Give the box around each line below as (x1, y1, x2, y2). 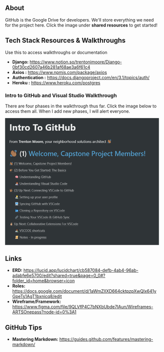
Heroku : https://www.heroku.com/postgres (12, 79, 101, 85)
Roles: (12, 283, 26, 289)
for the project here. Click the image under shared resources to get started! (5, 22, 158, 28)
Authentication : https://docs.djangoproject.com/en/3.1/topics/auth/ (12, 75, 150, 80)
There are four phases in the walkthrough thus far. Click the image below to (5, 103, 157, 109)
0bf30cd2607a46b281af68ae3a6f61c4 (12, 64, 90, 70)
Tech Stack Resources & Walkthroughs (5, 36, 126, 45)
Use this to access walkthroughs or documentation (5, 49, 107, 55)
